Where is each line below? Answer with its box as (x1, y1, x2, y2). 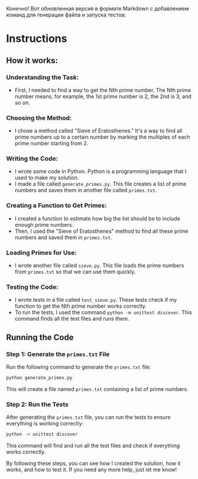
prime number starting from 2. (14, 140, 89, 147)
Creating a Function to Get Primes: (6, 201, 108, 210)
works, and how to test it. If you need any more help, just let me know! (6, 466, 177, 473)
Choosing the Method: (6, 113, 72, 122)
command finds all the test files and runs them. (14, 315, 129, 322)
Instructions (6, 32, 67, 45)
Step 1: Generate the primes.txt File (6, 350, 110, 358)
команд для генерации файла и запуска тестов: (6, 11, 126, 18)
